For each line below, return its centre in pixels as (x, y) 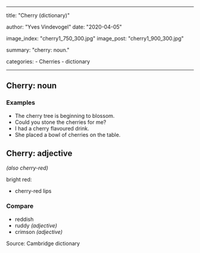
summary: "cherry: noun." (38, 50)
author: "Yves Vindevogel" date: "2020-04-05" (64, 27)
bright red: (19, 179)
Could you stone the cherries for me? (60, 122)
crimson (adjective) (39, 232)
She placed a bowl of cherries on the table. (68, 135)
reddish (24, 219)
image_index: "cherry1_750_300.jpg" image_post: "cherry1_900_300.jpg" (95, 38)
